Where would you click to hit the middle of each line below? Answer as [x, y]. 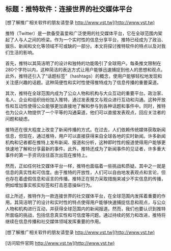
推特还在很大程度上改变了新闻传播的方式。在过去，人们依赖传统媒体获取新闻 [85, 130]
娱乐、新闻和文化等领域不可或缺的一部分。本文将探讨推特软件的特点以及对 [83, 46]
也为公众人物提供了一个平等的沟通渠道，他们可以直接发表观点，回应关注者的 [85, 112]
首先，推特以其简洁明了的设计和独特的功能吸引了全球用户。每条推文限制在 [83, 63]
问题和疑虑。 [19, 118]
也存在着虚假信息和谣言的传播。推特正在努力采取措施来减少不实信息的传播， [85, 179]
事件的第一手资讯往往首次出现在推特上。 [48, 155]
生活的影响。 [23, 52]
